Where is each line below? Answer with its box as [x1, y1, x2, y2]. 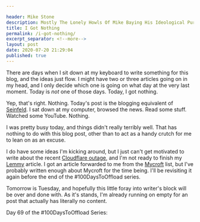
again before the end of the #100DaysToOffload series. [6, 173, 141, 180]
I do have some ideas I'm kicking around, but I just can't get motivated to [6, 148, 185, 155]
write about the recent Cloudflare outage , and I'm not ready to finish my [6, 154, 183, 161]
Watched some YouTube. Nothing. [6, 112, 90, 119]
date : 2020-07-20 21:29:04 [6, 47, 73, 54]
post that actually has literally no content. [6, 197, 107, 204]
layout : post [6, 42, 39, 48]
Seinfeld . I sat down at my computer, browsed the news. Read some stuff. [6, 105, 187, 113]
